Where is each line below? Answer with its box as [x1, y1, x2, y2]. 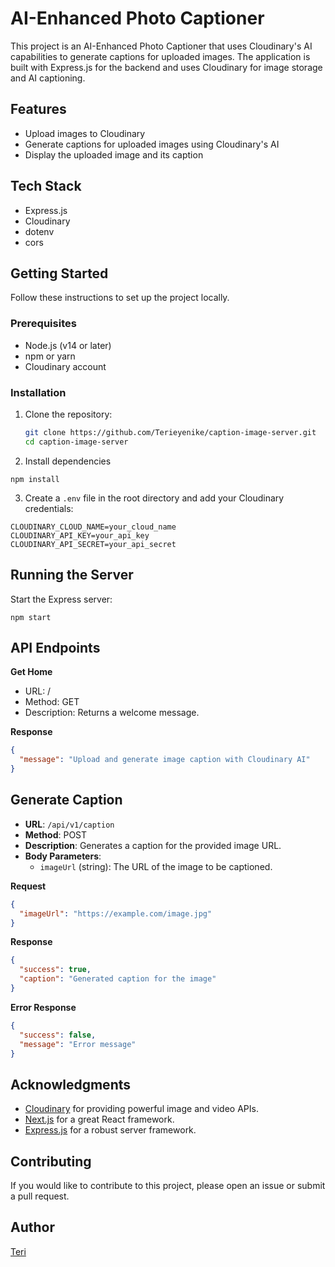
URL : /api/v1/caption [24, 818, 115, 830]
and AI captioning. [10, 72, 86, 84]
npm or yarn [24, 350, 76, 362]
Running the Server [10, 567, 134, 584]
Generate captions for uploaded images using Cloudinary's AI [24, 138, 280, 150]
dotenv [24, 225, 55, 237]
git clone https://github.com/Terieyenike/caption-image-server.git [24, 427, 317, 437]
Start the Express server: [10, 593, 113, 605]
